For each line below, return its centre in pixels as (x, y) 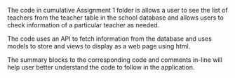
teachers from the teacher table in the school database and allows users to (116, 18)
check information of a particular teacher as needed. (83, 25)
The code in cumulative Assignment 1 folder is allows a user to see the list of (117, 10)
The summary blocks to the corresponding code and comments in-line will (115, 60)
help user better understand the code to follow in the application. (101, 67)
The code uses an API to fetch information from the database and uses (110, 39)
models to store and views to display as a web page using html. (99, 46)
